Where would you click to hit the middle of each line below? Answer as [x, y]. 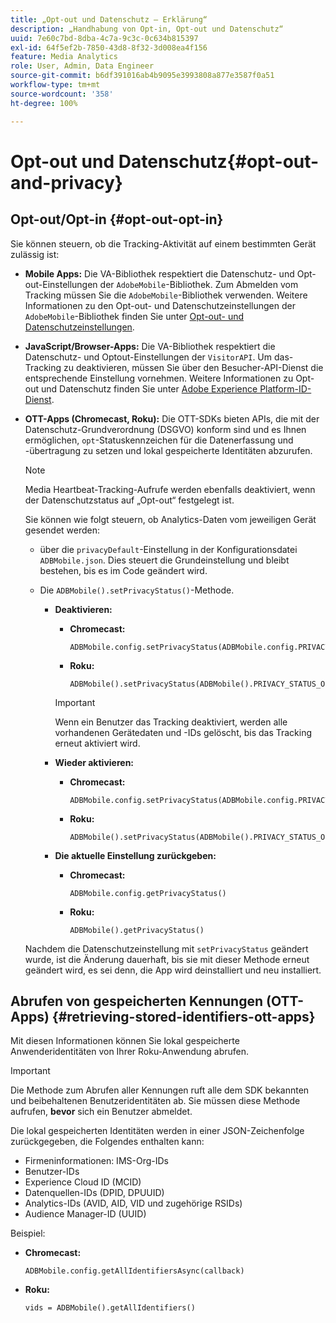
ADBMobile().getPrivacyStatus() [137, 930]
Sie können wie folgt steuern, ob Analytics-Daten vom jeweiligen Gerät [170, 519]
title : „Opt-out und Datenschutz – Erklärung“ [109, 19]
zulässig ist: [35, 254]
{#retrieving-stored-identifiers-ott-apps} [183, 1016]
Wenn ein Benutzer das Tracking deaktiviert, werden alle [171, 722]
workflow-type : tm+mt [55, 85]
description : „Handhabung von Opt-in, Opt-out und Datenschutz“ [147, 29]
